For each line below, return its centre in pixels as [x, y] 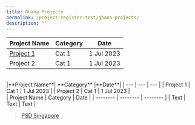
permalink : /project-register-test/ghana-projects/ [73, 18]
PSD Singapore [40, 116]
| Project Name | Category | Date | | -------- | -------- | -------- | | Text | [96, 98]
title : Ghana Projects [35, 12]
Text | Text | [21, 104]
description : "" [27, 23]
